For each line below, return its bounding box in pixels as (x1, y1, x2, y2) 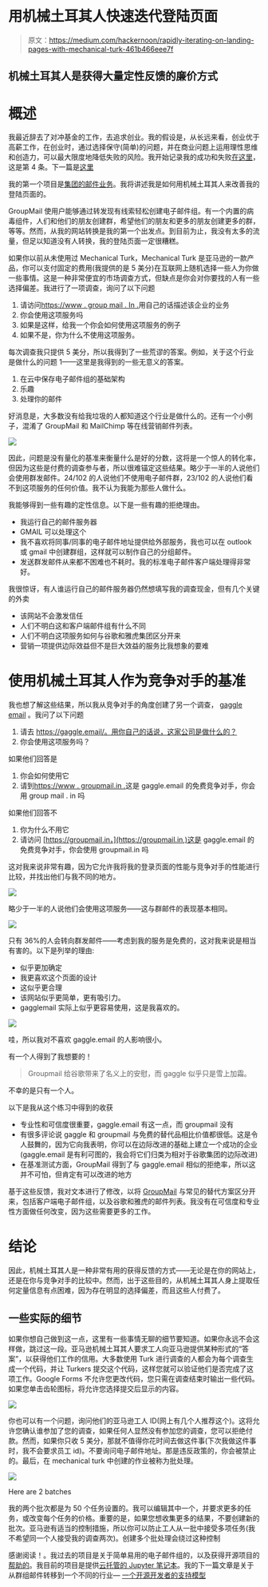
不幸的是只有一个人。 (8, 1086, 78, 1095)
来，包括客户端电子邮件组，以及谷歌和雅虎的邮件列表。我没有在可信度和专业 (8, 1197, 260, 1206)
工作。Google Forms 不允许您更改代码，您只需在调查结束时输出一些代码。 (14, 1374, 259, 1383)
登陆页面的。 (8, 189, 50, 199)
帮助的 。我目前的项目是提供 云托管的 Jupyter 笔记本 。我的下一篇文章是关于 (8, 1560, 254, 1569)
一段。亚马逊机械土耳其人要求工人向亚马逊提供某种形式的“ (49, 1344, 242, 1354)
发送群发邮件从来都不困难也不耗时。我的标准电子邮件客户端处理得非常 (19, 557, 251, 567)
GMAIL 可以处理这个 (19, 527, 87, 536)
